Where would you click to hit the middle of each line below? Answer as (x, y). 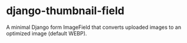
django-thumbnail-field (65, 11)
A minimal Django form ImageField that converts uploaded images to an (94, 27)
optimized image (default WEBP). (47, 33)
